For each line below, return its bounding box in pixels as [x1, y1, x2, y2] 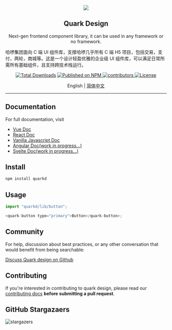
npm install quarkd [5, 176, 47, 181]
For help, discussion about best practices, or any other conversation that [5, 241, 159, 247]
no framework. [71, 38, 101, 45]
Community [5, 228, 44, 236]
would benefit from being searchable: [5, 246, 84, 253]
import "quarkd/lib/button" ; [5, 204, 68, 210]
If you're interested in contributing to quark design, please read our [5, 285, 147, 291]
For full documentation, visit [5, 116, 64, 122]
